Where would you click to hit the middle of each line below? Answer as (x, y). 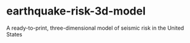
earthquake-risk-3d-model (76, 11)
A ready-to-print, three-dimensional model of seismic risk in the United (95, 28)
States (14, 34)
